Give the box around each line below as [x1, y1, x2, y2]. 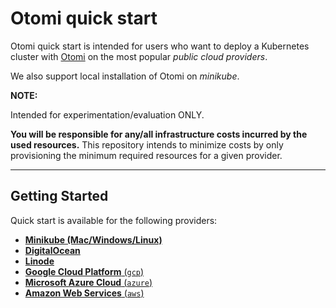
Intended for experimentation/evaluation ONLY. [10, 108, 205, 121]
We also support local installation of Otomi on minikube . [10, 70, 240, 82]
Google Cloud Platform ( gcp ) [24, 265, 145, 277]
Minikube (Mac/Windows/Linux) [24, 233, 163, 246]
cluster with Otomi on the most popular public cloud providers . [10, 50, 268, 62]
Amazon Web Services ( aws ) [24, 287, 145, 299]
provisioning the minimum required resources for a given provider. [10, 149, 283, 161]
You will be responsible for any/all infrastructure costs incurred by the [10, 128, 308, 140]
